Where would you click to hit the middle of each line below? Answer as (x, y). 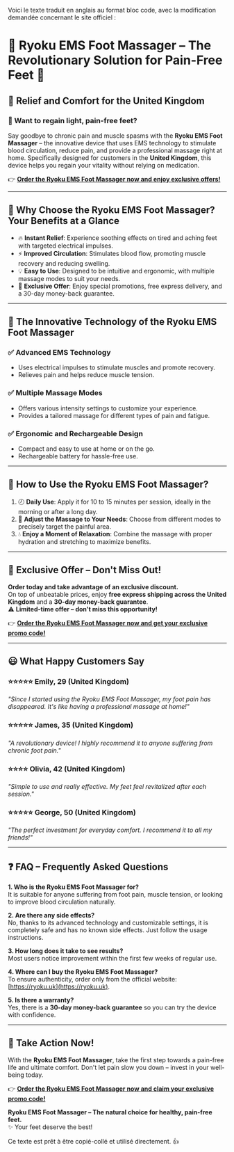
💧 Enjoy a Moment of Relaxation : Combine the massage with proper (115, 534)
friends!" (20, 838)
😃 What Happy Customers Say (76, 661)
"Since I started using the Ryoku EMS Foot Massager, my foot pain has (109, 699)
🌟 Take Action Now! (51, 1043)
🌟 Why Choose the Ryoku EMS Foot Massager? (111, 210)
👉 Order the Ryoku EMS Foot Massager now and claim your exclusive (111, 1089)
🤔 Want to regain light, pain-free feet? (73, 120)
